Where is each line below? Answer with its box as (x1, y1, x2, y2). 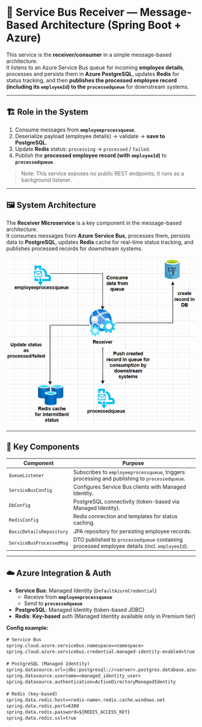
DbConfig (8, 502, 31, 509)
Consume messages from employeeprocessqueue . (14, 126, 136, 133)
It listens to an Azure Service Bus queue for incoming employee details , (6, 63, 185, 71)
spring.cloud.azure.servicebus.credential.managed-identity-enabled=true (6, 649, 195, 655)
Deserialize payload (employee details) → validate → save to (14, 132, 165, 139)
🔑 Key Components (6, 442, 80, 452)
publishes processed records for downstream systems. (6, 244, 143, 252)
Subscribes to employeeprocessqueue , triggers (73, 468, 185, 475)
